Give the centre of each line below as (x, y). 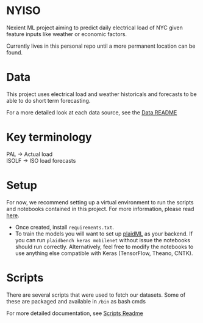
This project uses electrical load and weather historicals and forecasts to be (101, 94)
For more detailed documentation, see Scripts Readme (75, 313)
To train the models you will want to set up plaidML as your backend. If (104, 234)
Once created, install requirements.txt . (65, 227)
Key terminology (49, 137)
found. (15, 52)
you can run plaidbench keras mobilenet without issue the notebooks (103, 240)
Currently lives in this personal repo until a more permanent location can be (101, 46)
